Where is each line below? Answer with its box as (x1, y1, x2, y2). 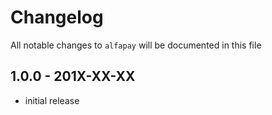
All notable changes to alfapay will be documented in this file (10, 39, 262, 51)
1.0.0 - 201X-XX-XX (10, 68, 136, 85)
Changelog (10, 6, 104, 29)
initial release (24, 94, 80, 106)
